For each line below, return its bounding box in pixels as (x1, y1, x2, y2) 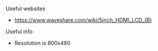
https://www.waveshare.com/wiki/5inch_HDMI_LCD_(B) (14, 17, 152, 23)
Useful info (5, 28, 33, 35)
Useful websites (5, 5, 46, 12)
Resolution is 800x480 (14, 40, 71, 46)
